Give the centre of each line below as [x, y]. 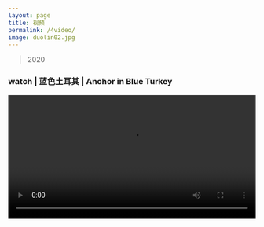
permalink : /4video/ [42, 30]
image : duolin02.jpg [42, 37]
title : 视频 [26, 23]
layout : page [29, 15]
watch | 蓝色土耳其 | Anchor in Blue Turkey [90, 82]
